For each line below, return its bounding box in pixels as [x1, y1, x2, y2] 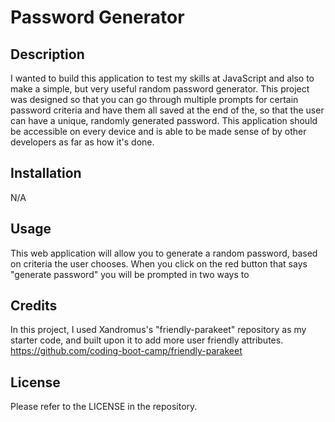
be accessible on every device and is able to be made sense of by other [10, 126, 307, 137]
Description [10, 46, 85, 63]
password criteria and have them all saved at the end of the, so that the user [10, 104, 325, 116]
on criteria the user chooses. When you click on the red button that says [10, 257, 308, 270]
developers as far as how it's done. [10, 136, 155, 148]
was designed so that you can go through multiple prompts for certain [10, 94, 299, 105]
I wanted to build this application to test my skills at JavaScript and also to [10, 72, 315, 84]
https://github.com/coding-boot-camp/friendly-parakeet [10, 345, 243, 357]
